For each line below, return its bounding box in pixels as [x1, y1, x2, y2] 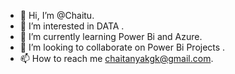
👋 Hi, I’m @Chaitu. [19, 10, 95, 21]
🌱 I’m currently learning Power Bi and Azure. [19, 31, 203, 42]
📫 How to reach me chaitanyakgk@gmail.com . [19, 53, 214, 64]
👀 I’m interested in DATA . [19, 20, 125, 32]
